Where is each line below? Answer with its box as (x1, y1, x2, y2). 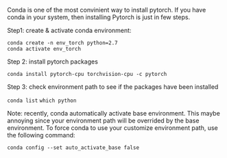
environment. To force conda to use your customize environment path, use (7, 124, 218, 132)
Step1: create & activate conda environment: (7, 27, 132, 34)
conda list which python (7, 97, 77, 104)
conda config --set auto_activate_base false (7, 144, 139, 151)
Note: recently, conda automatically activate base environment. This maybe (7, 109, 221, 117)
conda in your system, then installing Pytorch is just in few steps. (7, 13, 191, 21)
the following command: (7, 131, 75, 139)
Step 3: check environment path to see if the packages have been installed (7, 83, 219, 91)
